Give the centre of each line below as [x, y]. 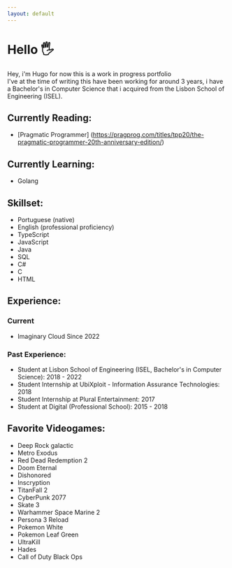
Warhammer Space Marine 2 [59, 512]
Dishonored [34, 475]
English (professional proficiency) [66, 227]
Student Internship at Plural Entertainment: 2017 [86, 399]
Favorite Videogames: [57, 429]
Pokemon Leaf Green [48, 534]
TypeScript [33, 234]
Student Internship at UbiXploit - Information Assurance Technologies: [118, 384]
